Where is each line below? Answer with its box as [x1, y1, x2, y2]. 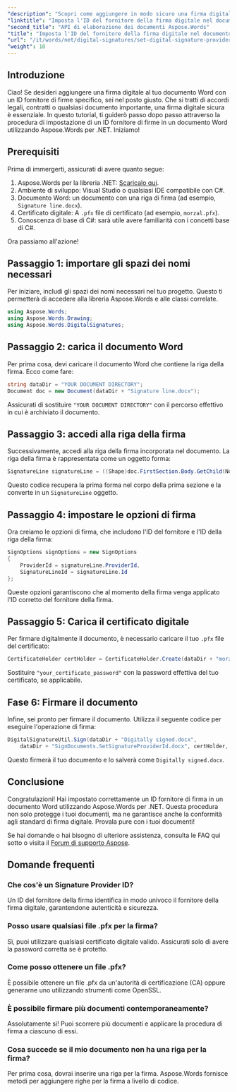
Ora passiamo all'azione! [7, 237, 79, 246]
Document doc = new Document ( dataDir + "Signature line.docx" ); [7, 388, 200, 395]
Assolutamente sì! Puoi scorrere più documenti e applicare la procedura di [7, 1019, 223, 1028]
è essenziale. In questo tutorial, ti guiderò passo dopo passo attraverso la [7, 110, 221, 119]
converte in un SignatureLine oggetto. [7, 488, 119, 497]
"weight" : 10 [7, 43, 46, 50]
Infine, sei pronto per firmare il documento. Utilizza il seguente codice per [7, 715, 221, 724]
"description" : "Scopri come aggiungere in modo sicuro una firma [7, 10, 207, 18]
